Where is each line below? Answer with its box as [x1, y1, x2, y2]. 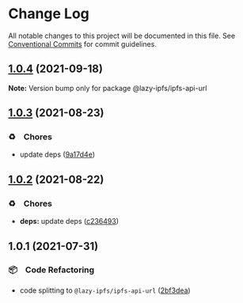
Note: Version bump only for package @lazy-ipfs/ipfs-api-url [8, 83, 207, 93]
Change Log [8, 5, 89, 23]
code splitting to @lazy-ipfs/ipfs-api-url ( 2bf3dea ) [19, 286, 192, 295]
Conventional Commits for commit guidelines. [8, 39, 157, 48]
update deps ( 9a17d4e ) [19, 150, 96, 159]
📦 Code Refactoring [8, 264, 95, 275]
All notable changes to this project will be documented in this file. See [8, 31, 236, 40]
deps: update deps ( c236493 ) [19, 217, 120, 226]
